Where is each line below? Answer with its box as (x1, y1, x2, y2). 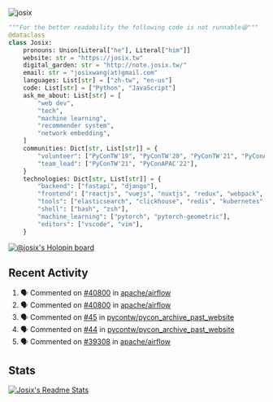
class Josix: (8, 38, 53, 46)
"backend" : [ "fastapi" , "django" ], (37, 182, 158, 190)
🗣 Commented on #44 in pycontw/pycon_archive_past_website (19, 325, 235, 334)
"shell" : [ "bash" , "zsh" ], (37, 205, 129, 213)
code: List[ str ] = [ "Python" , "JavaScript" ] (23, 84, 176, 92)
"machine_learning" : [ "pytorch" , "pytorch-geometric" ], (37, 212, 231, 221)
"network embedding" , (37, 129, 111, 138)
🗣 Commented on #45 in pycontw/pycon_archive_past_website (19, 312, 235, 322)
